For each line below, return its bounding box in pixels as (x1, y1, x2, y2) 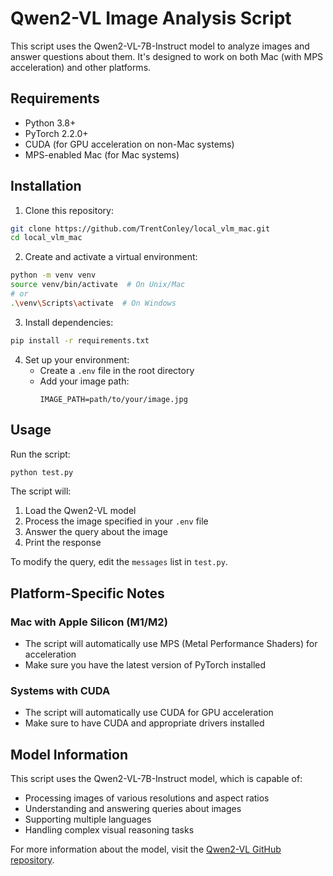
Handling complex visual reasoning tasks (24, 824, 195, 836)
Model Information (10, 746, 129, 763)
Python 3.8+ (24, 117, 77, 129)
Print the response (24, 537, 102, 549)
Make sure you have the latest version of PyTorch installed (24, 659, 267, 671)
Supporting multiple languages (24, 813, 152, 826)
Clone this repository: (24, 204, 114, 216)
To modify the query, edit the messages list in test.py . (10, 556, 228, 568)
